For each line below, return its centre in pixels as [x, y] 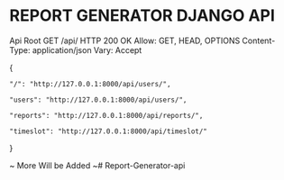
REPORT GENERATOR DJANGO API [142, 16]
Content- [259, 40]
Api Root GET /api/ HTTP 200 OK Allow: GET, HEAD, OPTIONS [125, 40]
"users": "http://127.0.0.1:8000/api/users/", [98, 100]
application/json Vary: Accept [87, 49]
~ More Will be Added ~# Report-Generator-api [97, 165]
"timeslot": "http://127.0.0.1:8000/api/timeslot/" [108, 131]
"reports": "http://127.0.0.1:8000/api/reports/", [106, 115]
